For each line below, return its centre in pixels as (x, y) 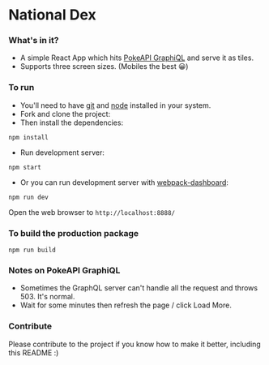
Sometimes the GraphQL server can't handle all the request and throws (139, 288)
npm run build (32, 250)
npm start (25, 167)
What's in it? (34, 41)
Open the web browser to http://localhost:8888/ (92, 212)
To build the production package (74, 233)
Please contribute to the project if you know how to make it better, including (134, 344)
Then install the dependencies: (72, 122)
